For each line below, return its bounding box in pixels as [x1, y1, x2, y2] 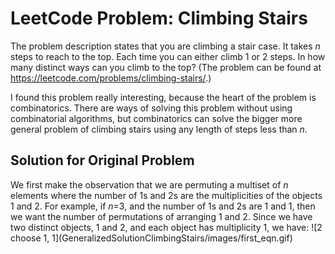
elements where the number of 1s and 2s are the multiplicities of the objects [10, 189, 323, 201]
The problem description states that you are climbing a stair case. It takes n [10, 40, 321, 52]
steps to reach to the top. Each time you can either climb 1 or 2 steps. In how [10, 50, 326, 62]
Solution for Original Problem [10, 152, 195, 169]
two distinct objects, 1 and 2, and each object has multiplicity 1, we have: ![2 [10, 221, 323, 233]
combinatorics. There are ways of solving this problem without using [10, 102, 293, 114]
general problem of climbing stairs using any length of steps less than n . [10, 123, 308, 135]
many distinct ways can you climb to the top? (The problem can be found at [10, 61, 322, 73]
